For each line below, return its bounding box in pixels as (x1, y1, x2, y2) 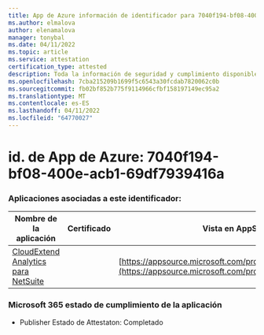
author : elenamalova (8, 26, 76, 34)
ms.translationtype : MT (8, 92, 86, 100)
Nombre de (14, 214, 57, 225)
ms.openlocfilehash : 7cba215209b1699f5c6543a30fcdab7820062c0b (8, 77, 220, 85)
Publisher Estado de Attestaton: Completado (19, 317, 163, 327)
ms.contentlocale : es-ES (8, 99, 90, 107)
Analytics (12, 256, 47, 267)
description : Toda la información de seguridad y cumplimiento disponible (8, 70, 258, 78)
